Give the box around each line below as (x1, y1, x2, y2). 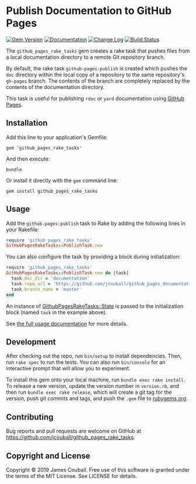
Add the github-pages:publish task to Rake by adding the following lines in (6, 220, 185, 227)
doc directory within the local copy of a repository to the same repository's (6, 71, 185, 78)
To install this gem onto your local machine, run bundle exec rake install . (6, 376, 185, 383)
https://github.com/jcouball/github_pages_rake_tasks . (6, 434, 135, 441)
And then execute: (6, 155, 50, 162)
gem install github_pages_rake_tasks (6, 188, 98, 194)
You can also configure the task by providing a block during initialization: (6, 253, 181, 260)
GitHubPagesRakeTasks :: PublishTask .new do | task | (6, 270, 129, 276)
